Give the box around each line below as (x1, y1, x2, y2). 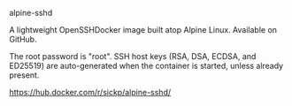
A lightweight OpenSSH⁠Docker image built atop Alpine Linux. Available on (9, 25, 277, 34)
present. (9, 70, 40, 80)
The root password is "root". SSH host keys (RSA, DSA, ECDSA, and (9, 51, 257, 61)
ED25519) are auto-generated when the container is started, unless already (9, 61, 284, 71)
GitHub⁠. (9, 34, 37, 44)
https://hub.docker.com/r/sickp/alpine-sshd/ (9, 87, 171, 97)
